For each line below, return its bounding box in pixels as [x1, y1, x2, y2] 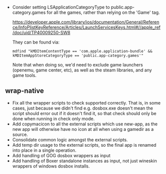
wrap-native [5, 87, 44, 95]
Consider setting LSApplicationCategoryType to [12, 4, 110, 10]
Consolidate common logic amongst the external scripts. [12, 136, 128, 143]
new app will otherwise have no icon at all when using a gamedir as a [12, 126, 154, 132]
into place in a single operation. [12, 147, 77, 153]
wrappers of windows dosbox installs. [12, 163, 90, 169]
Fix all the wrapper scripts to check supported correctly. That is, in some [12, 100, 161, 106]
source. [12, 131, 28, 137]
